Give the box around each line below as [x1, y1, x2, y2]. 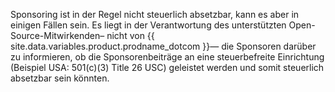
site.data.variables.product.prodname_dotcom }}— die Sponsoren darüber [10, 40, 317, 52]
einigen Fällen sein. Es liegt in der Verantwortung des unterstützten [10, 19, 287, 31]
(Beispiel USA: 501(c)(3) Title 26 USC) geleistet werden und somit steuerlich [10, 62, 325, 73]
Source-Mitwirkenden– [10, 30, 105, 41]
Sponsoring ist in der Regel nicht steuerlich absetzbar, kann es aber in [10, 9, 300, 20]
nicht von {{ [106, 30, 155, 41]
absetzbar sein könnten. [10, 72, 110, 84]
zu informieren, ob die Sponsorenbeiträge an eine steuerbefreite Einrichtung [10, 51, 325, 63]
